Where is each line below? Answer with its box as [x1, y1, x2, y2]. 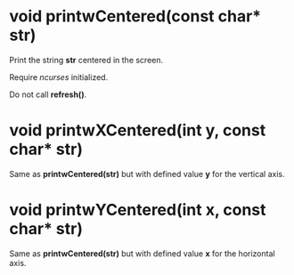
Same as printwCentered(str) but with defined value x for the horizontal [9, 247, 275, 259]
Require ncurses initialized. [9, 71, 109, 82]
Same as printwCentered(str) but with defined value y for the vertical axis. [9, 168, 285, 179]
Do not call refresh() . [9, 89, 87, 100]
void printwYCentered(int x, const [9, 200, 266, 220]
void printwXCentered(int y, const [9, 120, 266, 141]
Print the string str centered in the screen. [9, 54, 164, 65]
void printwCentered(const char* [9, 6, 261, 27]
